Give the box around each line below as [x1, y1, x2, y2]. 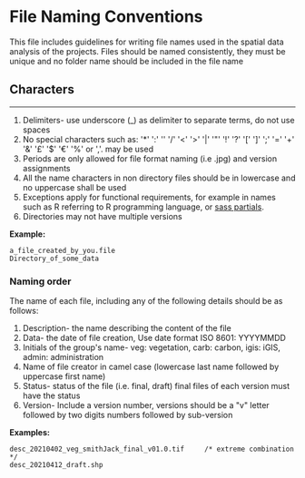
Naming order [9, 275, 72, 288]
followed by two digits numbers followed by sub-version [22, 410, 233, 421]
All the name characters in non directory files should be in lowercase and [22, 172, 296, 183]
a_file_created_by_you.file [9, 246, 116, 255]
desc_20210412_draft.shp [9, 461, 103, 470]
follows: [9, 306, 39, 317]
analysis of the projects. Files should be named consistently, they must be [9, 45, 286, 56]
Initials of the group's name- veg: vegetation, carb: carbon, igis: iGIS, [22, 342, 281, 353]
